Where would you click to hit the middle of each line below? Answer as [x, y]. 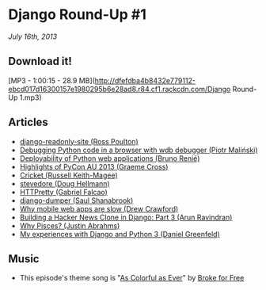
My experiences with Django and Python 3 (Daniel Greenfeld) [120, 234]
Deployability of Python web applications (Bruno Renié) [110, 158]
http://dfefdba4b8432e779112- [145, 80]
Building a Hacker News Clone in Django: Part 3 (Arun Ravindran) [126, 217]
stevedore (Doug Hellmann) [65, 183]
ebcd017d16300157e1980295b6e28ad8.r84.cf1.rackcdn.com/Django [120, 89]
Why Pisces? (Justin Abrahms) [70, 225]
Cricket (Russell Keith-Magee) [68, 175]
